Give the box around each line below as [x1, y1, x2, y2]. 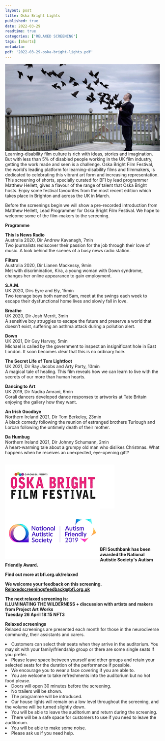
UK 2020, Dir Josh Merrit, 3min [5, 313, 69, 319]
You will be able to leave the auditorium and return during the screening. [11, 709, 158, 715]
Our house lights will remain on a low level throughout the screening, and [11, 699, 159, 705]
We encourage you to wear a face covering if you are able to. [11, 668, 135, 674]
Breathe [5, 308, 22, 314]
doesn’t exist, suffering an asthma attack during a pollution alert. [5, 323, 136, 330]
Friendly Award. [5, 562, 38, 568]
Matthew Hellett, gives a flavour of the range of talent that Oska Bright [5, 182, 147, 188]
